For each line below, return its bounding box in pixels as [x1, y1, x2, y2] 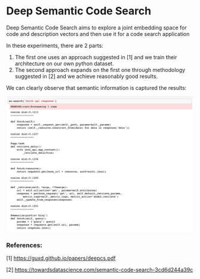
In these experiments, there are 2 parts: [6, 42, 103, 49]
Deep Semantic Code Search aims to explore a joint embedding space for [6, 24, 187, 31]
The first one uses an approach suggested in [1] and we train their [14, 53, 177, 60]
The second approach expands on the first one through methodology [14, 66, 186, 73]
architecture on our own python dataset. [14, 60, 115, 67]
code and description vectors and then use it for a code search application [6, 30, 190, 37]
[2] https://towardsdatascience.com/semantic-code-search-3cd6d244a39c [6, 266, 193, 274]
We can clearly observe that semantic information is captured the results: [6, 84, 187, 91]
